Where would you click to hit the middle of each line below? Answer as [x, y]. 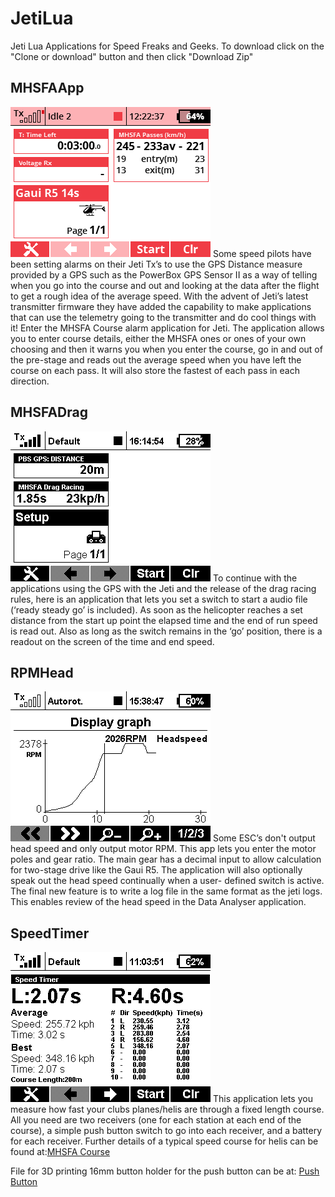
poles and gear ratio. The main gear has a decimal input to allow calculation [166, 859]
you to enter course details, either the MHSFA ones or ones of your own [158, 338]
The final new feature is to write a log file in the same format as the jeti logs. [166, 891]
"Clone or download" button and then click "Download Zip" [132, 56]
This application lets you [262, 1099]
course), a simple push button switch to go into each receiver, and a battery [166, 1131]
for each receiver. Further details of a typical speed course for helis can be [164, 1141]
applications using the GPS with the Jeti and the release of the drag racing [163, 588]
